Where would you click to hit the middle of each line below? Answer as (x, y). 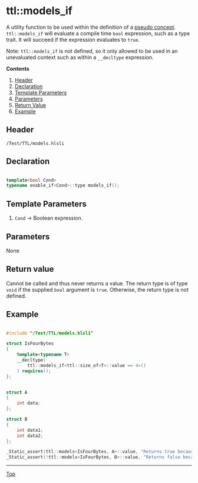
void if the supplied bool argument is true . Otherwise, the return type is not (97, 289)
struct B (17, 419)
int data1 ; (30, 430)
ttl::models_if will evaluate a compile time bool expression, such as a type (98, 33)
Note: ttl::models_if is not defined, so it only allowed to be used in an (92, 51)
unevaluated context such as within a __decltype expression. (80, 57)
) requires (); (34, 371)
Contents (18, 68)
